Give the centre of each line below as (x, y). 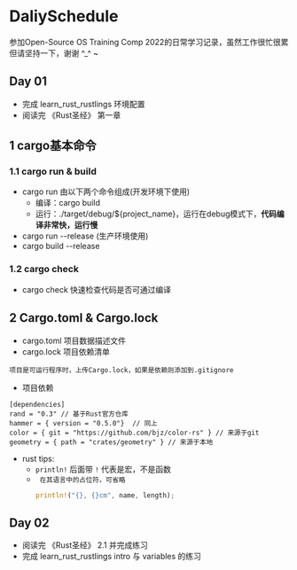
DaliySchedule (64, 16)
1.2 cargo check (44, 269)
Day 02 (30, 523)
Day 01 (28, 82)
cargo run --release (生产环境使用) (85, 236)
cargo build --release (61, 246)
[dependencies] (37, 404)
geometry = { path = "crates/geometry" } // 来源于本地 (111, 442)
